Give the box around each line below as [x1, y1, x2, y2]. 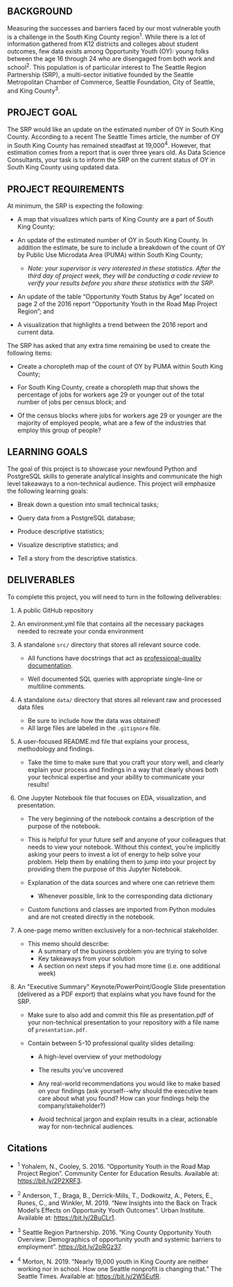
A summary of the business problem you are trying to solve [37, 947, 208, 955]
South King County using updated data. [7, 163, 120, 172]
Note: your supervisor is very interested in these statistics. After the [27, 264, 221, 273]
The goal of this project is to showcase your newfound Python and [7, 465, 198, 473]
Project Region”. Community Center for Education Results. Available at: [17, 1170, 220, 1178]
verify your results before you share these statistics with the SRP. [27, 279, 215, 288]
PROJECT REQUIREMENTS [7, 183, 125, 195]
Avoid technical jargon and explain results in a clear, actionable [37, 1115, 218, 1123]
